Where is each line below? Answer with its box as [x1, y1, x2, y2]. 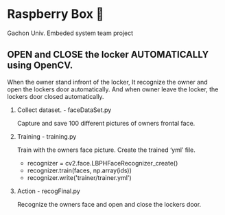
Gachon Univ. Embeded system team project [7, 29, 134, 37]
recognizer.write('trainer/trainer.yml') [27, 173, 132, 181]
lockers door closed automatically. [7, 92, 104, 100]
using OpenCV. [7, 60, 73, 71]
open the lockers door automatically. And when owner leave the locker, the [7, 85, 219, 93]
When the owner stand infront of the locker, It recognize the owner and [7, 78, 208, 86]
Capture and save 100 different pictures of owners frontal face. [16, 119, 196, 127]
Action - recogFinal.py [16, 187, 80, 195]
